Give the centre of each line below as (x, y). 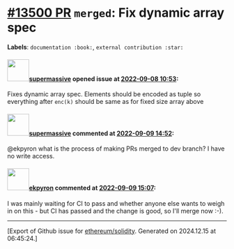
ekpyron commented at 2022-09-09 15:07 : (93, 188)
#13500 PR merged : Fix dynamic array (116, 13)
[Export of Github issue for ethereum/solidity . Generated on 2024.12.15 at (112, 231)
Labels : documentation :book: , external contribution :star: (95, 47)
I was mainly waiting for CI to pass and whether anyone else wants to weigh (116, 203)
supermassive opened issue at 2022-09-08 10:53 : (104, 79)
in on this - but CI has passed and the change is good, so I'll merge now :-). (116, 211)
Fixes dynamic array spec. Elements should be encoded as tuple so (104, 94)
